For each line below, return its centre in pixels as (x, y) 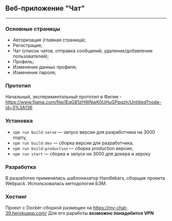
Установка (19, 121)
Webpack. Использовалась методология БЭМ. (56, 183)
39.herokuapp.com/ (26, 213)
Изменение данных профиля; (45, 67)
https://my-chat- (110, 208)
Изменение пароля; (34, 72)
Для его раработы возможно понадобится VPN (101, 213)
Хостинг (16, 197)
